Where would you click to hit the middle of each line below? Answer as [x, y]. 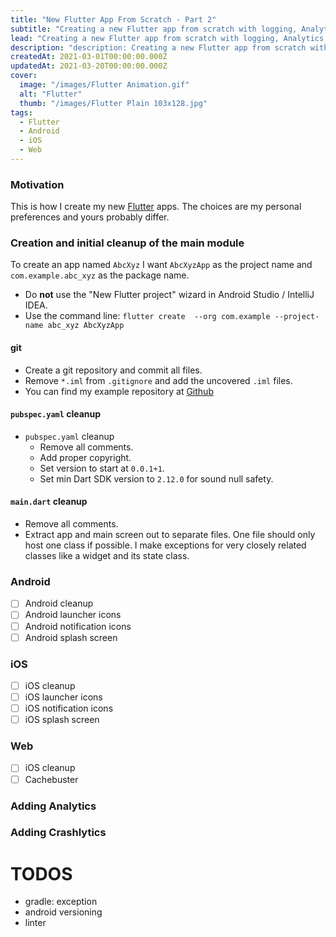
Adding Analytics [53, 806]
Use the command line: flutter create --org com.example [147, 316]
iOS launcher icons [63, 697]
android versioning [63, 912]
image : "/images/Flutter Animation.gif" [104, 85]
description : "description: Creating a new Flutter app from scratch [158, 47]
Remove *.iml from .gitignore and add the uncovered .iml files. [158, 380]
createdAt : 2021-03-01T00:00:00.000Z [89, 57]
